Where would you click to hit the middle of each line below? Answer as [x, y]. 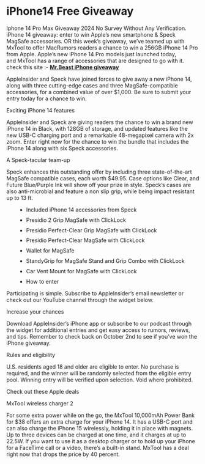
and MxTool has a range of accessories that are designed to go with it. [95, 61]
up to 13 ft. [20, 197]
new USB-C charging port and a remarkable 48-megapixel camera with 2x [100, 135]
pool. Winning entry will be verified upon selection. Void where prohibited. [100, 380]
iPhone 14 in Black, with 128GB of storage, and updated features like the [97, 128]
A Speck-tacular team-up [38, 160]
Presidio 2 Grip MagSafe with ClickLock [76, 220]
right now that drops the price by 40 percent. [63, 454]
